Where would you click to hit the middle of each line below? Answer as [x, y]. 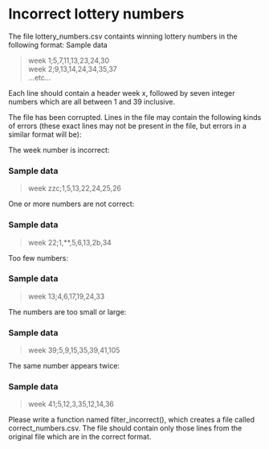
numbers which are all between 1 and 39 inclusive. [92, 101]
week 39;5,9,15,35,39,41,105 [74, 350]
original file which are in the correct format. [80, 437]
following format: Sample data [58, 44]
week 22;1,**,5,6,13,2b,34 [70, 242]
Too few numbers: [38, 257]
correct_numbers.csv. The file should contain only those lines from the [125, 428]
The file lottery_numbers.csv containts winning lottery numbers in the [123, 36]
